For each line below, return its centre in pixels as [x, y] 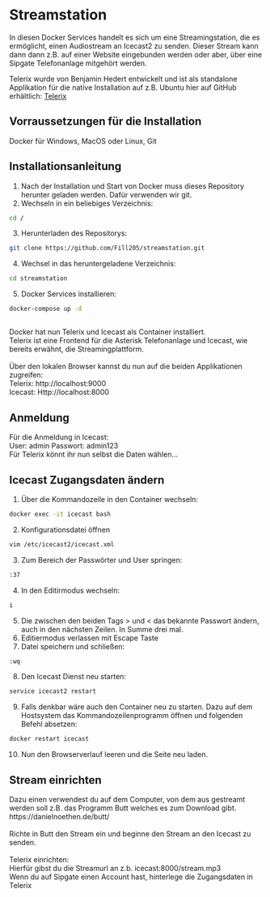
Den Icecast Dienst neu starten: [73, 677]
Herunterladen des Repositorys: [74, 233]
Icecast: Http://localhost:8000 [59, 392]
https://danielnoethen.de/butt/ [59, 817]
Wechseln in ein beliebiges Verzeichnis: [87, 203]
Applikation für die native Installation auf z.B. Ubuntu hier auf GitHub [123, 87]
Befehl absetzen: [49, 724]
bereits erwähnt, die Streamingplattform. [76, 349]
